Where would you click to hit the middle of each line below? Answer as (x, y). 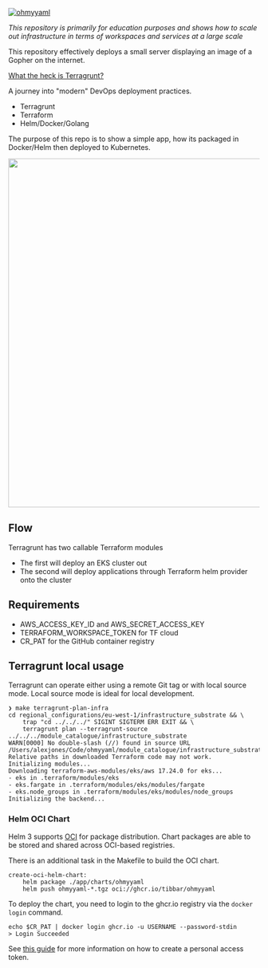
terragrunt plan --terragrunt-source (85, 730)
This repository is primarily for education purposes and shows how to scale (133, 28)
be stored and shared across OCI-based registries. (92, 844)
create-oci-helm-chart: (48, 875)
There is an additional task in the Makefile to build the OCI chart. (114, 860)
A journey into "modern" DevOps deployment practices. (100, 91)
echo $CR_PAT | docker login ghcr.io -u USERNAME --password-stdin (123, 927)
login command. (36, 912)
